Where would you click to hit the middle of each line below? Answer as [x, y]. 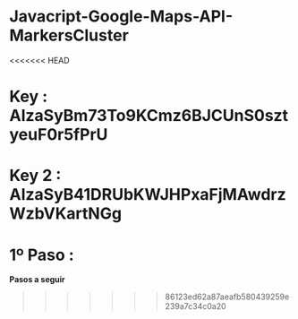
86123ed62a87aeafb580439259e [227, 297]
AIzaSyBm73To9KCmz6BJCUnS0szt [149, 116]
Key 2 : [35, 176]
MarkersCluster [69, 35]
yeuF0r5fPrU [59, 135]
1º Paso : [42, 255]
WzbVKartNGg [66, 214]
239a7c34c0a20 [196, 306]
